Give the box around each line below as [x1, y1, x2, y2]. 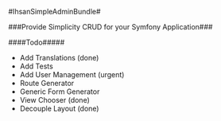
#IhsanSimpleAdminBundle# [8, 7, 101, 16]
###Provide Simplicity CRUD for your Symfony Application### [8, 22, 213, 31]
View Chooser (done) [19, 96, 90, 104]
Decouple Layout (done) [19, 103, 99, 113]
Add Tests [19, 61, 53, 71]
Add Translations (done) [19, 53, 99, 62]
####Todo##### [8, 37, 65, 47]
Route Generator [19, 79, 75, 88]
